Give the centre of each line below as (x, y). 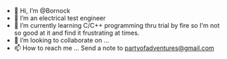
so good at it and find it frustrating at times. (77, 33)
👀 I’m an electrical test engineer (60, 18)
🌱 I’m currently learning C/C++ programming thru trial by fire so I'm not (117, 25)
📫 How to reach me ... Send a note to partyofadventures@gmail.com (114, 48)
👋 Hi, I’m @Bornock (42, 11)
